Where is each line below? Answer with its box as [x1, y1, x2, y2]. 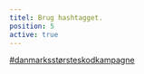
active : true [9, 30, 59, 39]
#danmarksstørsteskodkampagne [9, 55, 135, 66]
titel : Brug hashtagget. [9, 13, 103, 23]
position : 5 [9, 22, 54, 31]
